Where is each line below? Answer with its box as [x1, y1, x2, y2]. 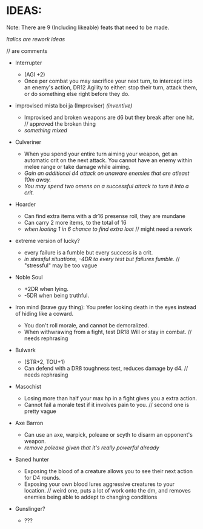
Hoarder [15, 200, 36, 208]
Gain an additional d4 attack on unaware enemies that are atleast [24, 169, 190, 177]
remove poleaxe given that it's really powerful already [24, 444, 159, 451]
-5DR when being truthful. [24, 292, 90, 299]
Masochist [15, 383, 41, 390]
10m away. [24, 176, 52, 183]
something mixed [24, 126, 68, 134]
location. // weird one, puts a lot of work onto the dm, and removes [24, 486, 191, 494]
